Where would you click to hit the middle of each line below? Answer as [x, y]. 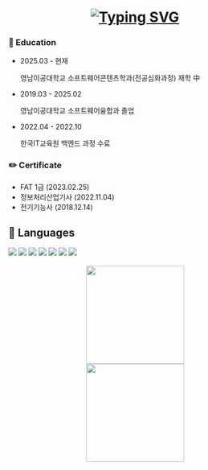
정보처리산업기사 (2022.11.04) [67, 197]
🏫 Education [32, 42]
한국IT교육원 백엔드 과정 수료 [65, 143]
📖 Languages [41, 232]
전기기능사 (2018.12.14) [57, 207]
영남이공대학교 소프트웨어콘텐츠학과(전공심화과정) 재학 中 [110, 78]
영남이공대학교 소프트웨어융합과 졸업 [77, 111]
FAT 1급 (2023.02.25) [55, 187]
